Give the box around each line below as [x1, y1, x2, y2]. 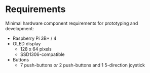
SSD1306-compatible [20, 51, 65, 57]
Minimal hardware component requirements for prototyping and [5, 20, 138, 26]
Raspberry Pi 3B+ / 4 [12, 35, 57, 41]
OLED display [12, 40, 41, 46]
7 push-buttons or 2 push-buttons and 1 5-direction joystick [20, 62, 145, 68]
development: [5, 25, 34, 31]
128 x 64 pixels [20, 46, 52, 52]
